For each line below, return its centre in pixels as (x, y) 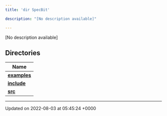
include (17, 84)
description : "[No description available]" (51, 19)
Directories (23, 53)
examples (19, 75)
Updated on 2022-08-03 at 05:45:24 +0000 (51, 109)
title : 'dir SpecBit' (28, 10)
